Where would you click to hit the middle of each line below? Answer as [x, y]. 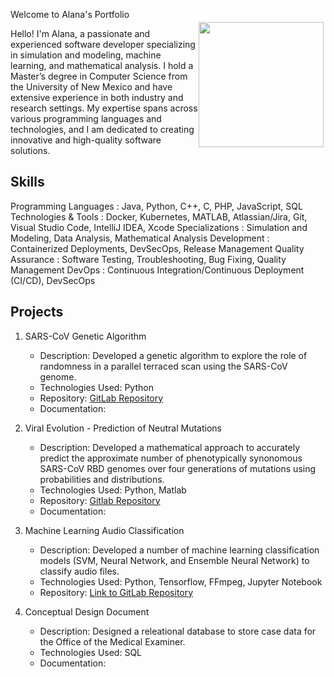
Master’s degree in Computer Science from [99, 76]
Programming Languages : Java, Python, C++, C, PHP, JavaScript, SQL [156, 206]
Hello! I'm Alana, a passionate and [80, 33]
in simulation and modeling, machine [86, 55]
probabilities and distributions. [102, 479]
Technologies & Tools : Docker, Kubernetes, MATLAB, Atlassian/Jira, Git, [159, 216]
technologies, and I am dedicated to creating [102, 129]
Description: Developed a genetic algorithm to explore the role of [173, 355]
